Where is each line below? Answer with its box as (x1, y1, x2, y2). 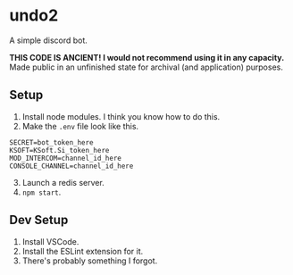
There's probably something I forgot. (21, 255, 158, 266)
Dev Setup (9, 212, 69, 228)
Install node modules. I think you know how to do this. (21, 111, 221, 121)
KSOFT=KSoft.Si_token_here (9, 146, 110, 154)
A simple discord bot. (9, 35, 88, 46)
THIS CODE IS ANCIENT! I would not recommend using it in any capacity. (9, 52, 285, 62)
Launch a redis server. (21, 177, 105, 187)
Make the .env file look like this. (21, 121, 139, 131)
